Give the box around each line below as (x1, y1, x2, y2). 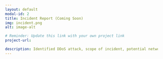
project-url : (5, 38, 32, 43)
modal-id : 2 (5, 12, 29, 16)
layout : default (5, 7, 38, 12)
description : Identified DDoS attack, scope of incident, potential (5, 47, 147, 51)
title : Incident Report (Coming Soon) (5, 16, 83, 21)
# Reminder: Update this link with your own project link (5, 34, 125, 38)
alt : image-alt (5, 25, 36, 30)
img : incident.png (5, 20, 42, 25)
